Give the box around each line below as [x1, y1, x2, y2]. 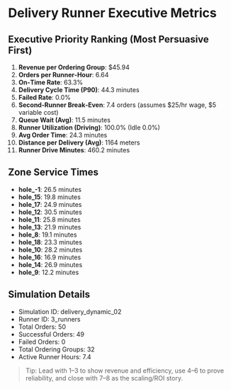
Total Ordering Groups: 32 [18, 345, 95, 354]
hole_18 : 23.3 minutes [18, 237, 82, 246]
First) [8, 44, 33, 56]
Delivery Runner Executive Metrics [8, 5, 217, 21]
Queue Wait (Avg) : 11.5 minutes [18, 115, 111, 124]
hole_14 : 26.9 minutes [18, 260, 83, 269]
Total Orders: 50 [18, 322, 67, 331]
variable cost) [18, 108, 59, 116]
